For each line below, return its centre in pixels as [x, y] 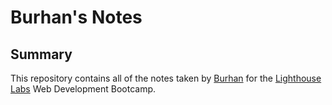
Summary [41, 54]
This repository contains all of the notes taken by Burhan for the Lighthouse [166, 78]
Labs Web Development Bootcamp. [83, 89]
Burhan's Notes [76, 17]
